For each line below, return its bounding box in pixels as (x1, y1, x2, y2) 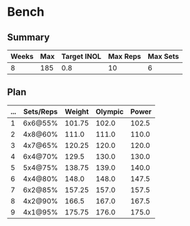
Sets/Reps (23, 107, 58, 116)
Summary (7, 32, 50, 43)
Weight (64, 107, 89, 116)
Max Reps (108, 52, 142, 61)
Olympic (95, 107, 124, 116)
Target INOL (61, 52, 102, 61)
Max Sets (147, 52, 180, 61)
